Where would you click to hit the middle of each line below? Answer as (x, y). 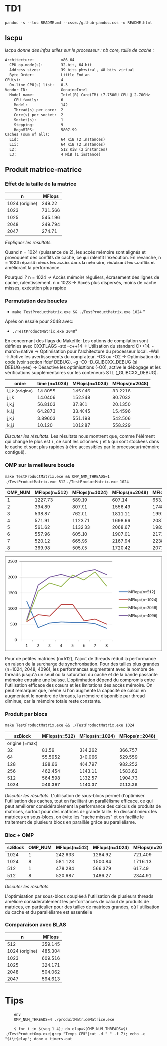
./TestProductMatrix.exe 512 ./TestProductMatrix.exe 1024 (67, 482)
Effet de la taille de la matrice (41, 184)
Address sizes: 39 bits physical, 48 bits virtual (72, 70)
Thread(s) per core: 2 (39, 110)
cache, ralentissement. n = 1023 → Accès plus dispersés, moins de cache (81, 282)
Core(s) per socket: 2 (39, 115)
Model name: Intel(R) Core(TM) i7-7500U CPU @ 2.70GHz (80, 95)
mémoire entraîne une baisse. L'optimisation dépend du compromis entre (80, 680)
